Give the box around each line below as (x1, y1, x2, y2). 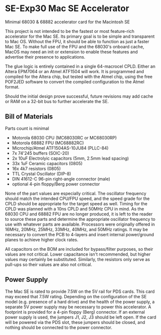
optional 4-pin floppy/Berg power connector (12, 181, 100, 187)
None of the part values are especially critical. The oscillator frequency (5, 190, 146, 196)
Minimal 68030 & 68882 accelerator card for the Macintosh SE (5, 19, 130, 25)
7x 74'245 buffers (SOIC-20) (12, 150, 69, 156)
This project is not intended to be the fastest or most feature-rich (5, 28, 134, 34)
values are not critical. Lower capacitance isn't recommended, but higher (5, 251, 151, 257)
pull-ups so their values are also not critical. (5, 261, 92, 267)
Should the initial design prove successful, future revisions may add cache (5, 93, 153, 99)
